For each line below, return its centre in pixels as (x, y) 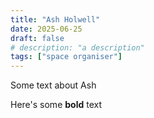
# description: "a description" (77, 47)
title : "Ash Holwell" (55, 19)
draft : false (37, 38)
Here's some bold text (56, 105)
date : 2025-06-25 (46, 29)
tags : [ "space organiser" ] (66, 57)
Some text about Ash (53, 85)
